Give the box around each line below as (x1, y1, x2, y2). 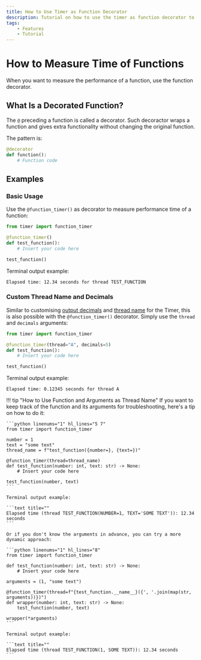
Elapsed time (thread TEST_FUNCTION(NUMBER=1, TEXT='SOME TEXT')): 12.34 (6, 510, 195, 516)
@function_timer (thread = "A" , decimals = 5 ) (6, 342, 112, 348)
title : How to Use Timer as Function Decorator (6, 8, 128, 15)
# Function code (17, 157, 58, 163)
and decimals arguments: (6, 319, 68, 326)
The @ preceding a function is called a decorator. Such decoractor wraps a (6, 117, 190, 124)
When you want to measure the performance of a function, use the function (6, 77, 193, 84)
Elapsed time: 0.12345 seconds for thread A (6, 386, 119, 392)
